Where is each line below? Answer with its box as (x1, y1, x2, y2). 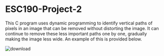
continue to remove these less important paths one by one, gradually (5, 30, 147, 36)
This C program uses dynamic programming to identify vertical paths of (5, 20, 152, 26)
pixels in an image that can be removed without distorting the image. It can (5, 25, 159, 31)
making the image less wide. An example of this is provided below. (5, 36, 142, 42)
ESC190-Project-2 (5, 3, 82, 15)
